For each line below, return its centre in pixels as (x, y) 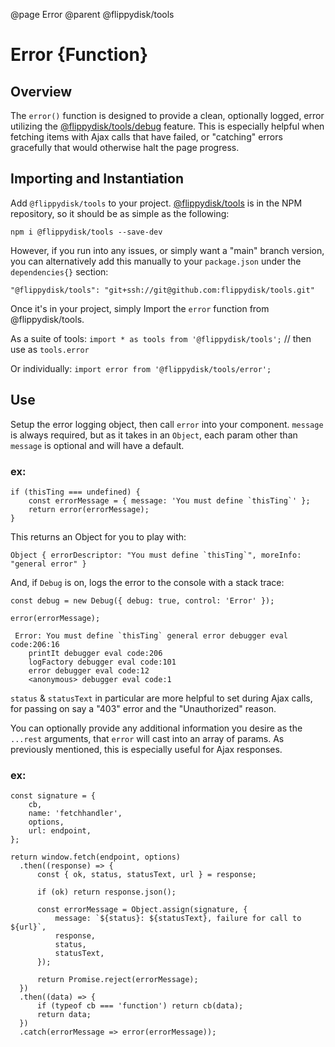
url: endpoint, (60, 831)
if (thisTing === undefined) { (75, 492)
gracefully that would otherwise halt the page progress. (125, 147)
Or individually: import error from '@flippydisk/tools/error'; (141, 368)
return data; (64, 1015)
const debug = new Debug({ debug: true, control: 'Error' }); (142, 600)
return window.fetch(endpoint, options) (96, 857)
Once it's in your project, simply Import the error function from (140, 308)
